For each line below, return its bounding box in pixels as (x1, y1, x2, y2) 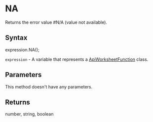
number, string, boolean (5, 111, 54, 117)
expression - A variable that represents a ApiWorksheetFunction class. (5, 56, 149, 62)
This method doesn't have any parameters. (5, 83, 93, 89)
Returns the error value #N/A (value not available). (5, 19, 108, 25)
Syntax (5, 34, 28, 42)
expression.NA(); (5, 46, 39, 52)
